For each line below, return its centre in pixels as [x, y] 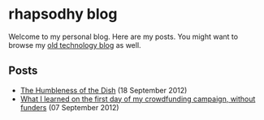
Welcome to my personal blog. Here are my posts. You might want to [123, 36]
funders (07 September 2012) [69, 107]
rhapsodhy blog [63, 14]
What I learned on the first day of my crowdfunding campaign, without [138, 99]
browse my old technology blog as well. [75, 45]
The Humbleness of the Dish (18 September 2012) [104, 90]
